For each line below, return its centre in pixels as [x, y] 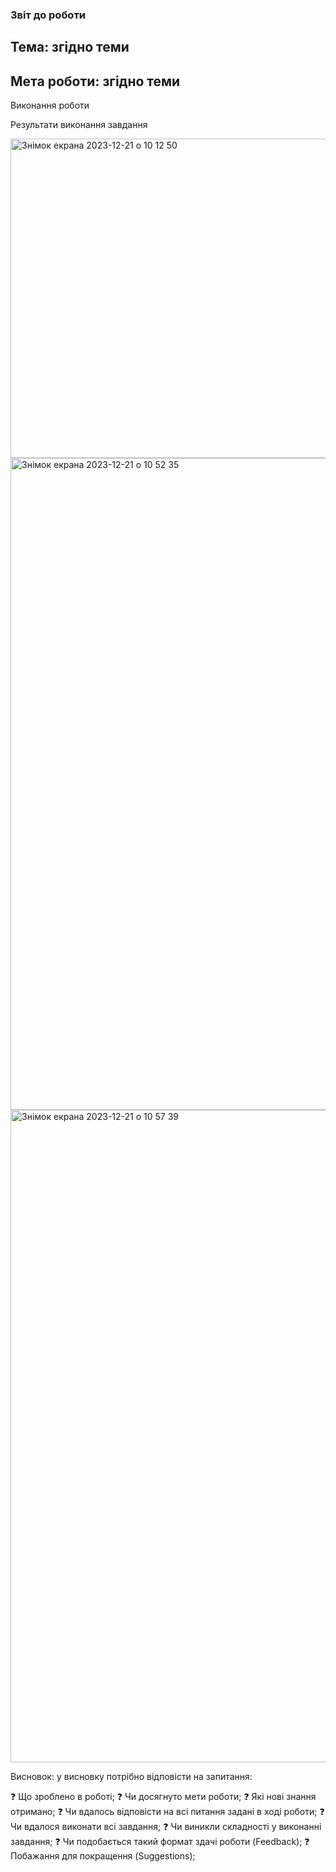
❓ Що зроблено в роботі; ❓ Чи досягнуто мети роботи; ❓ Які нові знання [163, 1797]
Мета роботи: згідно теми [95, 81]
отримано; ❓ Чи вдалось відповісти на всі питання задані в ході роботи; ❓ [167, 1812]
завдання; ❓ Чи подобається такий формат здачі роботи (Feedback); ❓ [160, 1842]
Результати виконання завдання [79, 125]
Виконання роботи [50, 105]
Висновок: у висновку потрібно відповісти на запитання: [131, 1777]
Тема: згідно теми [70, 47]
